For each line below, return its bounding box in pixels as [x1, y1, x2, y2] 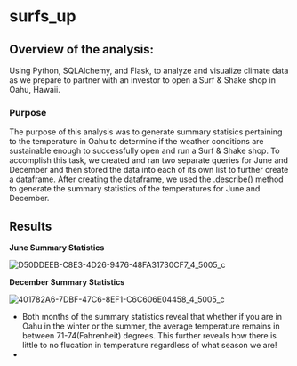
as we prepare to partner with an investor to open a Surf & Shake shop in [9, 75, 276, 85]
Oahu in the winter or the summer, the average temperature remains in [21, 321, 280, 331]
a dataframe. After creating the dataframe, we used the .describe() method [9, 174, 284, 184]
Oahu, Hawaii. [9, 85, 60, 94]
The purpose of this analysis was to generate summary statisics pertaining [9, 126, 283, 137]
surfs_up [9, 6, 76, 27]
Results [9, 218, 52, 233]
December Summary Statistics [9, 277, 125, 288]
